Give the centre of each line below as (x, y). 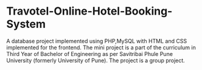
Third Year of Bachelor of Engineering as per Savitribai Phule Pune (90, 54)
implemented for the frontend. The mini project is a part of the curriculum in (101, 47)
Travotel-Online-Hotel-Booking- (89, 11)
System (26, 24)
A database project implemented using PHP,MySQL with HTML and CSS (97, 41)
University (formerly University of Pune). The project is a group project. (96, 60)
